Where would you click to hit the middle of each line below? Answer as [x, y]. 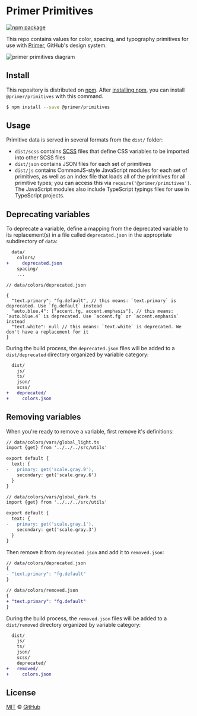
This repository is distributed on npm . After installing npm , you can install [96, 90]
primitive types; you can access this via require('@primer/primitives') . [103, 183]
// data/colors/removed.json [42, 591]
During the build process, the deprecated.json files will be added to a [90, 348]
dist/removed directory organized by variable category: [74, 624]
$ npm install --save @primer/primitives [58, 107]
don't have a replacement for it [47, 332]
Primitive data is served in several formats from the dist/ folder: [85, 140]
